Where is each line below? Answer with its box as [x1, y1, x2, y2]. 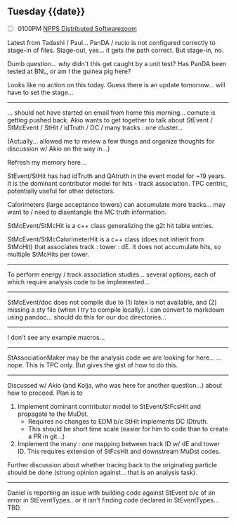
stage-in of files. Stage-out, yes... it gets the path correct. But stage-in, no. [7, 46, 224, 54]
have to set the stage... [7, 88, 74, 96]
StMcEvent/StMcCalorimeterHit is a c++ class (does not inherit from [7, 235, 204, 243]
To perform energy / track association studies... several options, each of [7, 270, 216, 279]
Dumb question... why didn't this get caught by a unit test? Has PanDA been [7, 59, 227, 68]
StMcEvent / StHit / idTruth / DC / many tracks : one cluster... [7, 123, 183, 132]
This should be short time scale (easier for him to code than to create [27, 424, 228, 433]
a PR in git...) [27, 432, 65, 441]
